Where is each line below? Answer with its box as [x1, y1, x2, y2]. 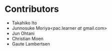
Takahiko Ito [11, 20, 37, 26]
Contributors [4, 3, 59, 15]
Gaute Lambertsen [11, 41, 50, 47]
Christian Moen [11, 36, 44, 42]
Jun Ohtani [11, 30, 35, 36]
